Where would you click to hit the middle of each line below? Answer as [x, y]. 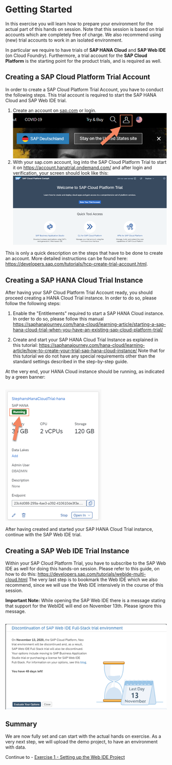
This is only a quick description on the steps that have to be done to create [84, 253]
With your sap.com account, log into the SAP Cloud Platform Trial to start [90, 162]
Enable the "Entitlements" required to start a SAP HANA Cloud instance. [88, 313]
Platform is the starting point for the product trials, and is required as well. [83, 61]
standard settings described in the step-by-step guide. [70, 362]
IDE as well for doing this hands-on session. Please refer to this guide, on [82, 568]
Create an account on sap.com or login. [54, 110]
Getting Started [39, 10]
